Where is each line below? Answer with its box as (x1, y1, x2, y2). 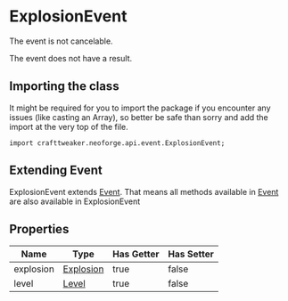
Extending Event (9, 163, 103, 178)
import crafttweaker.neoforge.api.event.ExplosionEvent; (9, 138, 226, 148)
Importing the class (9, 78, 119, 94)
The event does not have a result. (9, 53, 132, 63)
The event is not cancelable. (9, 36, 113, 46)
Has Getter (112, 248, 160, 260)
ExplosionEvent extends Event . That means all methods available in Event (9, 186, 279, 197)
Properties (9, 221, 70, 237)
